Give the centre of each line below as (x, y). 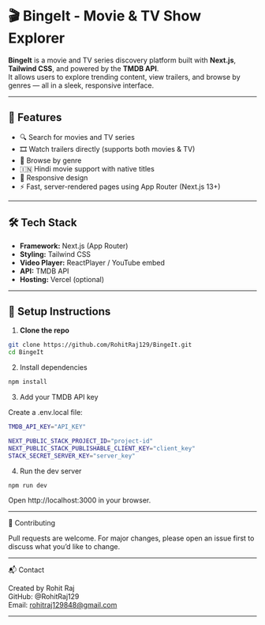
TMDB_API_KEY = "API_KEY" (47, 427)
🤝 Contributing (32, 523)
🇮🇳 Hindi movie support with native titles (87, 168)
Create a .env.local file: (45, 412)
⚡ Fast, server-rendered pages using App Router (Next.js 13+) (120, 186)
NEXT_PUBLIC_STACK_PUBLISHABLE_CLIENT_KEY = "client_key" (102, 448)
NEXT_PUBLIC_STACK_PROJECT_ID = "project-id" (81, 441)
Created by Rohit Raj (41, 588)
